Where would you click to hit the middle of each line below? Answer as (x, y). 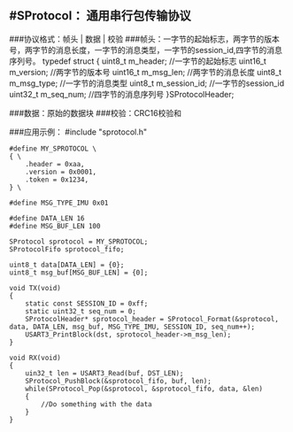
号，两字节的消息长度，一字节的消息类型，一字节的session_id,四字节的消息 (146, 50)
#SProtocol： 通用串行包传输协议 (100, 16)
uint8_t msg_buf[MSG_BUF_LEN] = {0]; (79, 273)
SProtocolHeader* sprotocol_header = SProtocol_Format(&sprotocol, (152, 319)
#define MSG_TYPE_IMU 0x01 (59, 203)
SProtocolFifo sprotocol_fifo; (67, 249)
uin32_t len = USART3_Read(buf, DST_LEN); (104, 373)
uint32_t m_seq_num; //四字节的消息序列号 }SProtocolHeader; (122, 94)
